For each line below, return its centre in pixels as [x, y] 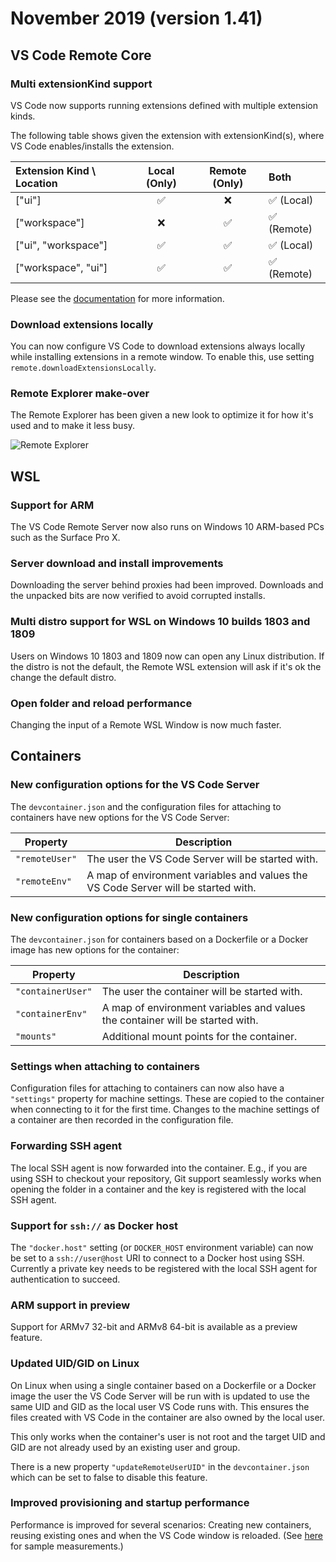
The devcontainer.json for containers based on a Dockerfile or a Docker [159, 939]
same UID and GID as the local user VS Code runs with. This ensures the [160, 1406]
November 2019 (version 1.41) [136, 18]
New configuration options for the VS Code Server [135, 785]
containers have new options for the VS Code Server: [120, 817]
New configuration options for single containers [129, 917]
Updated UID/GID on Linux [75, 1364]
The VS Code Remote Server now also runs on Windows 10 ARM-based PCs [167, 527]
